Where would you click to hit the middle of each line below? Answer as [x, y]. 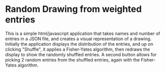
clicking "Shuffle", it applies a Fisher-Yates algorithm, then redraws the [78, 49]
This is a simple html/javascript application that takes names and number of [83, 33]
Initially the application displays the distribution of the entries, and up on [79, 44]
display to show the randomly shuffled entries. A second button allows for [81, 54]
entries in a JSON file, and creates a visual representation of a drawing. [79, 39]
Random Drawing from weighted [74, 9]
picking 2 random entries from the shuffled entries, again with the [73, 60]
